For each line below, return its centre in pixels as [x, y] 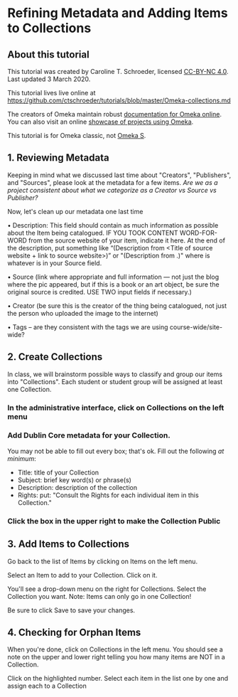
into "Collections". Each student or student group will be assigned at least [115, 381]
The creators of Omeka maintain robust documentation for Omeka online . [115, 114]
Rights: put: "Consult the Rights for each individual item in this [108, 495]
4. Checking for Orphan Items [74, 632]
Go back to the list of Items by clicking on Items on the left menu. [102, 561]
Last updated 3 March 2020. [49, 79]
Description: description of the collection [77, 487]
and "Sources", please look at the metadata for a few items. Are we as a [113, 182]
